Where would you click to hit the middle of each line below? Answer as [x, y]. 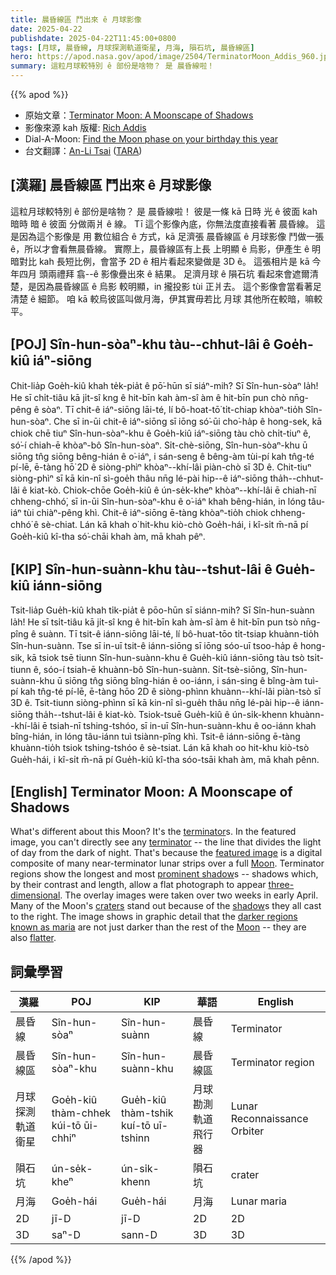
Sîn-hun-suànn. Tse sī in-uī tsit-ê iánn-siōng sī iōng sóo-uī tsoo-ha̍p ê [154, 646]
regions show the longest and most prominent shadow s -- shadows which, [164, 874]
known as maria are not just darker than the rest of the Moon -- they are [158, 927]
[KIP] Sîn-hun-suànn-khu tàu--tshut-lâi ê [141, 569]
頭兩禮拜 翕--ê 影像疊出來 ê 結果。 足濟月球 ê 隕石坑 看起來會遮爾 [174, 273]
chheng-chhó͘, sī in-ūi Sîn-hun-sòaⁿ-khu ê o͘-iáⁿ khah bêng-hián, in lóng [158, 501]
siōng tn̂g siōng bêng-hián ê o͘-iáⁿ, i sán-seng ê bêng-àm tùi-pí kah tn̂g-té [162, 456]
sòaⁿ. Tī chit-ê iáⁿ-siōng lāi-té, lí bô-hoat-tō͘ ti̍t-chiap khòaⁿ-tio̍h [172, 409]
